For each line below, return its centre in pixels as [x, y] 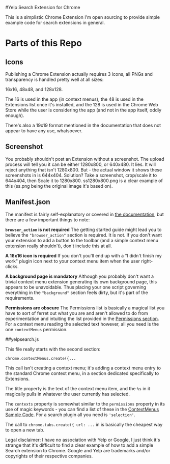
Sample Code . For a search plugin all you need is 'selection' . [70, 415]
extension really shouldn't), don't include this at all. [59, 246]
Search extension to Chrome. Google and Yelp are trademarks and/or [78, 450]
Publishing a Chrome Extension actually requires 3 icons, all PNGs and [79, 74]
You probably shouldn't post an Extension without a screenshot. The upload [85, 159]
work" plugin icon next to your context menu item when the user [73, 261]
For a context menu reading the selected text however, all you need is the [82, 324]
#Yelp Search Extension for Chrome [43, 7]
